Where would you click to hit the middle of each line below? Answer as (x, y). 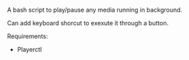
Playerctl (29, 49)
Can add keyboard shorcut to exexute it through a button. (88, 23)
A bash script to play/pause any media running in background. (95, 10)
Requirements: (27, 36)
